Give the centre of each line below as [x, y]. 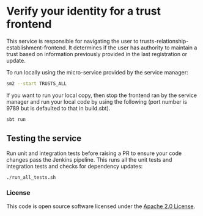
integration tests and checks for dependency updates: [75, 166]
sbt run [16, 119]
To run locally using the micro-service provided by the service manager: [97, 72]
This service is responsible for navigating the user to [72, 41]
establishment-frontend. [37, 48]
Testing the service [44, 139]
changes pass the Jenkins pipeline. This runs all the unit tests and [89, 159]
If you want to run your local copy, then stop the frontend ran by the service [102, 95]
